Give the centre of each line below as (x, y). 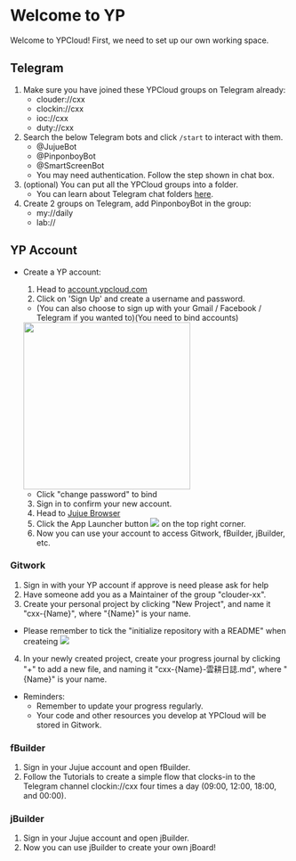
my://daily (55, 213)
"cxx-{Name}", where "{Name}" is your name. (107, 613)
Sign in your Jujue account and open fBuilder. (106, 767)
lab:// (46, 222)
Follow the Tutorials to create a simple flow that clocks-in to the (139, 777)
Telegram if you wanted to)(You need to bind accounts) (137, 317)
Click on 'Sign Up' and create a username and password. (140, 299)
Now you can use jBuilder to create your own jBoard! (119, 848)
